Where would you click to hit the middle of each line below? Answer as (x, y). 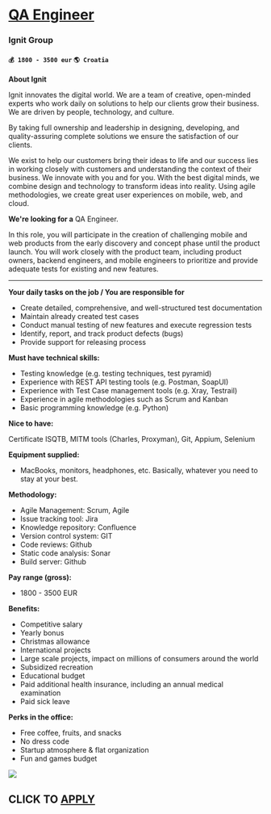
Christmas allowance (55, 642)
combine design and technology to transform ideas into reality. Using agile (132, 187)
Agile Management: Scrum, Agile (75, 510)
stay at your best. (49, 479)
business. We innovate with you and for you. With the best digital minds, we (134, 178)
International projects (55, 650)
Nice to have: (31, 424)
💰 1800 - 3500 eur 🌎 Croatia (58, 60)
